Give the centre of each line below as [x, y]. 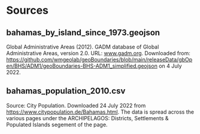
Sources [28, 10]
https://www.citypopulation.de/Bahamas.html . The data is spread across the [100, 112]
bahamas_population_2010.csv [66, 91]
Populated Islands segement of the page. [57, 124]
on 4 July [170, 66]
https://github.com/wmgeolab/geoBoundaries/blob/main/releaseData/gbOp [99, 60]
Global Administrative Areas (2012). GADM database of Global [83, 47]
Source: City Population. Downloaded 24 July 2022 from [76, 105]
